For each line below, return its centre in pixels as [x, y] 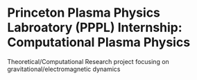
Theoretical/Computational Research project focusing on [88, 61]
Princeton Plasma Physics [84, 13]
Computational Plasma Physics [99, 42]
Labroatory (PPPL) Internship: [95, 27]
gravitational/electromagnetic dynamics [64, 69]
